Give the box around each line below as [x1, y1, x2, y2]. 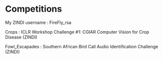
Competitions [5, 3, 62, 15]
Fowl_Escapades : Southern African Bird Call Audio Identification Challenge [5, 43, 159, 49]
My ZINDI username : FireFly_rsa [5, 20, 72, 25]
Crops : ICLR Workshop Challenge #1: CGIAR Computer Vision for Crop [5, 29, 150, 35]
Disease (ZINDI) [5, 34, 38, 40]
